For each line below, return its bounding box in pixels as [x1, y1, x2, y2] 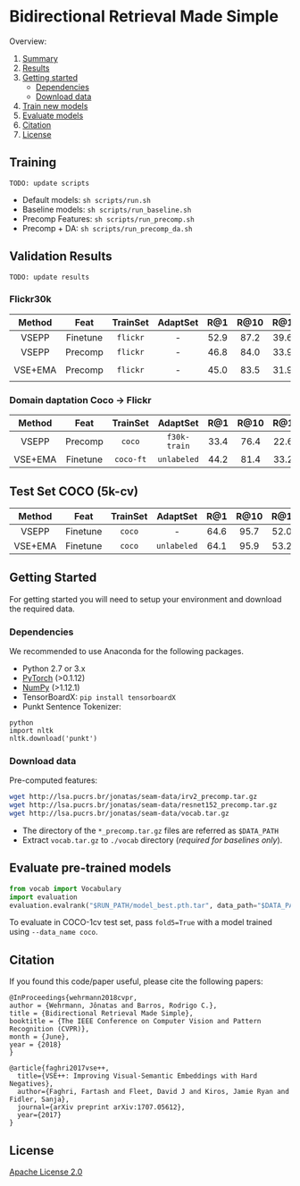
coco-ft [114, 454, 147, 465]
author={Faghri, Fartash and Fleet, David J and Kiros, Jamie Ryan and [17, 1088, 290, 1097]
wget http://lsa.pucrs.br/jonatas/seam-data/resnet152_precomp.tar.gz [9, 801, 278, 810]
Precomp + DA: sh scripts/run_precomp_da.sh [21, 223, 194, 233]
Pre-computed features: [9, 775, 98, 786]
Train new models [21, 100, 88, 111]
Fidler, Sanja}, [9, 1095, 70, 1105]
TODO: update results [9, 273, 90, 282]
